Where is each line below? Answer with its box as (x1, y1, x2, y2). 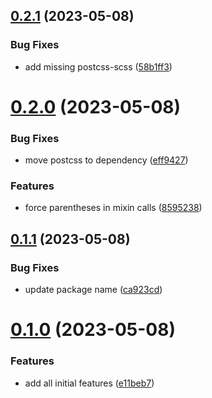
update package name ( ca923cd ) (24, 284, 163, 296)
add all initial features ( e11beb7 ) (24, 377, 155, 389)
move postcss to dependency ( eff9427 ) (24, 154, 189, 166)
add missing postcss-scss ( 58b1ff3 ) (24, 60, 173, 73)
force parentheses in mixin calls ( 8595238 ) (24, 202, 203, 214)
